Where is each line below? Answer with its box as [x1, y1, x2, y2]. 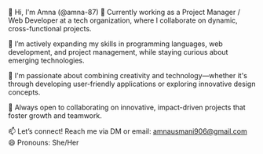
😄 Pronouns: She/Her [8, 138, 79, 147]
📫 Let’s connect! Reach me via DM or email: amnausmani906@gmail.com [8, 127, 247, 136]
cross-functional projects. [8, 24, 92, 33]
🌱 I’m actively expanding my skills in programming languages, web [8, 39, 224, 48]
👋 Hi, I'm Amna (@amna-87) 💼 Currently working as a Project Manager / [8, 8, 241, 16]
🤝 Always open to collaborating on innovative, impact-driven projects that [8, 102, 246, 112]
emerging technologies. [8, 56, 85, 65]
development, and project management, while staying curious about [8, 48, 228, 56]
